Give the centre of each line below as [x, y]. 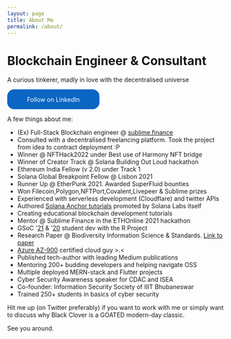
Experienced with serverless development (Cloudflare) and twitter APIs [118, 199]
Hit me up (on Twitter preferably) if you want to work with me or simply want [115, 308]
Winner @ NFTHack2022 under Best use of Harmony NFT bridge [110, 155]
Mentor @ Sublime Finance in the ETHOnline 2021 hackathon [104, 221]
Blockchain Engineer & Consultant [107, 61]
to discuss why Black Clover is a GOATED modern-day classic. [96, 315]
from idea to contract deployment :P [69, 147]
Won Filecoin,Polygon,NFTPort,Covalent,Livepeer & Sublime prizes [112, 192]
